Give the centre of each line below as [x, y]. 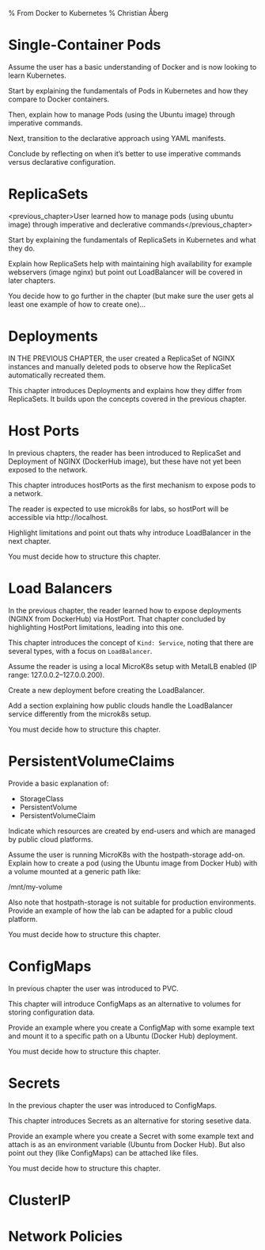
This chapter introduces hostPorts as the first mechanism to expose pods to [132, 485]
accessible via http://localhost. [58, 517]
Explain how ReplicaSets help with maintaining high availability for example [130, 263]
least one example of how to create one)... [77, 304]
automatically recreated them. [57, 375]
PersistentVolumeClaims [92, 761]
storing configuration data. [51, 1012]
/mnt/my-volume [36, 887]
